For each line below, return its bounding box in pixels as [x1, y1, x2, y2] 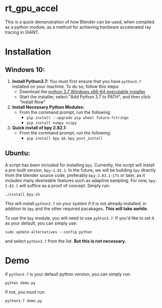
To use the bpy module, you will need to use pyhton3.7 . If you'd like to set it [5, 215, 155, 221]
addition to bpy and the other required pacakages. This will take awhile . [5, 206, 148, 211]
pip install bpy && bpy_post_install [26, 136, 103, 141]
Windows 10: [5, 65, 45, 74]
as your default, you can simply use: [5, 220, 78, 226]
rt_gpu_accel [5, 3, 58, 14]
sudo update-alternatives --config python [5, 229, 92, 234]
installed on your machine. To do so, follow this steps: [12, 83, 120, 89]
